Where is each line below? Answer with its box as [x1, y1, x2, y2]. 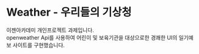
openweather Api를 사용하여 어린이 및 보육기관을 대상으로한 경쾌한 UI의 [6, 34, 178, 41]
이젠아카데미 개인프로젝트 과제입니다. [6, 26, 94, 34]
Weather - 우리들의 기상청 [6, 5, 132, 19]
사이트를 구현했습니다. [12, 41, 65, 49]
